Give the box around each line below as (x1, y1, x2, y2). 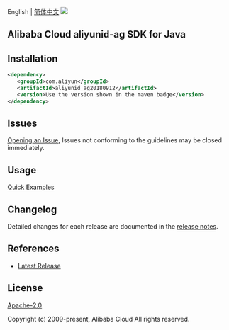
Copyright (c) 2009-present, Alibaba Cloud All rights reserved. (7, 314, 190, 323)
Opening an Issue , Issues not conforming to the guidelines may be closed (7, 136, 222, 144)
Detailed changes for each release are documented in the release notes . (7, 222, 218, 231)
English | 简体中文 (7, 8, 60, 16)
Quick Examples (7, 183, 55, 191)
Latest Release (17, 261, 62, 270)
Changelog (7, 203, 57, 215)
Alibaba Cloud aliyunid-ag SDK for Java (7, 28, 186, 40)
